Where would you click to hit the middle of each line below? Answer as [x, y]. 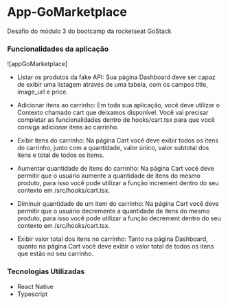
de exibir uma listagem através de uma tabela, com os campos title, [112, 85]
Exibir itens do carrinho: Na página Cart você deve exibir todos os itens [117, 140]
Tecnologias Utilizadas [46, 271]
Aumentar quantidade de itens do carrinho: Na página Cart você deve [115, 169]
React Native [35, 286]
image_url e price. [43, 92]
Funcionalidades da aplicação [58, 49]
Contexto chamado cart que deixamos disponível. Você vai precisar [113, 113]
